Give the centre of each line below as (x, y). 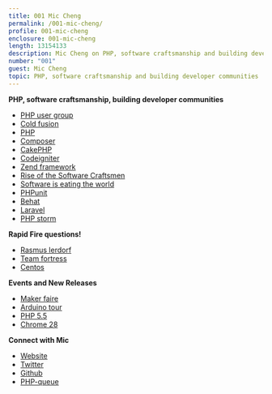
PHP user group (47, 115)
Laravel (32, 210)
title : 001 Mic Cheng (45, 16)
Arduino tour (41, 307)
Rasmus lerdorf (46, 250)
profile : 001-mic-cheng (49, 31)
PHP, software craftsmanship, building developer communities (116, 99)
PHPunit (34, 192)
